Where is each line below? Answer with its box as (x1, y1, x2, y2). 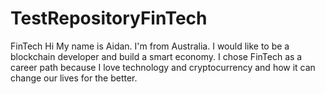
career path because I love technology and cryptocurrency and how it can (10, 61, 316, 73)
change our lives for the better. (10, 72, 138, 84)
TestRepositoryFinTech (10, 7, 208, 30)
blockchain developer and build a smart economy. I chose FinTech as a (10, 50, 303, 62)
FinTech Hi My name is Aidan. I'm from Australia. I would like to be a (10, 40, 290, 52)
